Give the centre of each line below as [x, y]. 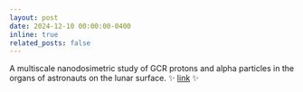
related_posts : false [50, 43]
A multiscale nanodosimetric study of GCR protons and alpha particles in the [152, 69]
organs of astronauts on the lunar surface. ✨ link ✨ [104, 78]
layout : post [34, 18]
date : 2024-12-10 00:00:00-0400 [70, 26]
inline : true [34, 34]
